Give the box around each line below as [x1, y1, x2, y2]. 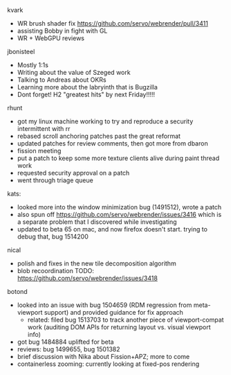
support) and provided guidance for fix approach [44, 308, 183, 316]
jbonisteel [7, 48, 35, 55]
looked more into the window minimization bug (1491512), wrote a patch [17, 203, 222, 211]
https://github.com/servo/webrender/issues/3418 [17, 274, 158, 282]
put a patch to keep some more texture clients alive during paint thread [17, 154, 220, 162]
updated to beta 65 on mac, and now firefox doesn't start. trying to [17, 225, 207, 233]
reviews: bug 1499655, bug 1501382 [17, 345, 120, 353]
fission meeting [17, 147, 62, 155]
